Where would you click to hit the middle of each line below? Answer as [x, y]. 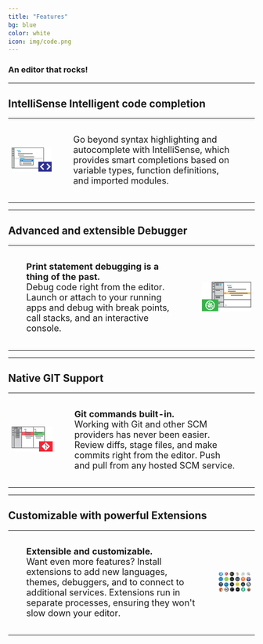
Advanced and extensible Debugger [98, 231]
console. [44, 328]
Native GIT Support [56, 378]
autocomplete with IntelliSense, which [151, 150]
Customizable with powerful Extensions [108, 516]
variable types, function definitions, [146, 171]
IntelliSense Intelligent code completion [107, 103]
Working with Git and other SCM [141, 425]
